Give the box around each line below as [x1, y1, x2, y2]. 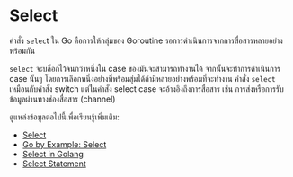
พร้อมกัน [9, 45, 36, 56]
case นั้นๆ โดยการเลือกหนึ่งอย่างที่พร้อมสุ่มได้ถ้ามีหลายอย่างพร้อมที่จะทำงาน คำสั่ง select [9, 73, 276, 84]
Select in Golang [22, 148, 84, 159]
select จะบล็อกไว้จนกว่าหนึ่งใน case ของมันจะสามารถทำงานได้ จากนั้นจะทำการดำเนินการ [9, 63, 281, 74]
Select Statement [22, 158, 87, 169]
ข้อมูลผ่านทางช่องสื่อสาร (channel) [9, 93, 116, 104]
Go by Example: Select [22, 138, 107, 149]
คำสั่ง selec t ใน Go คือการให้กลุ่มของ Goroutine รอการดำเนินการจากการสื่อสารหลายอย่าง [9, 35, 283, 46]
